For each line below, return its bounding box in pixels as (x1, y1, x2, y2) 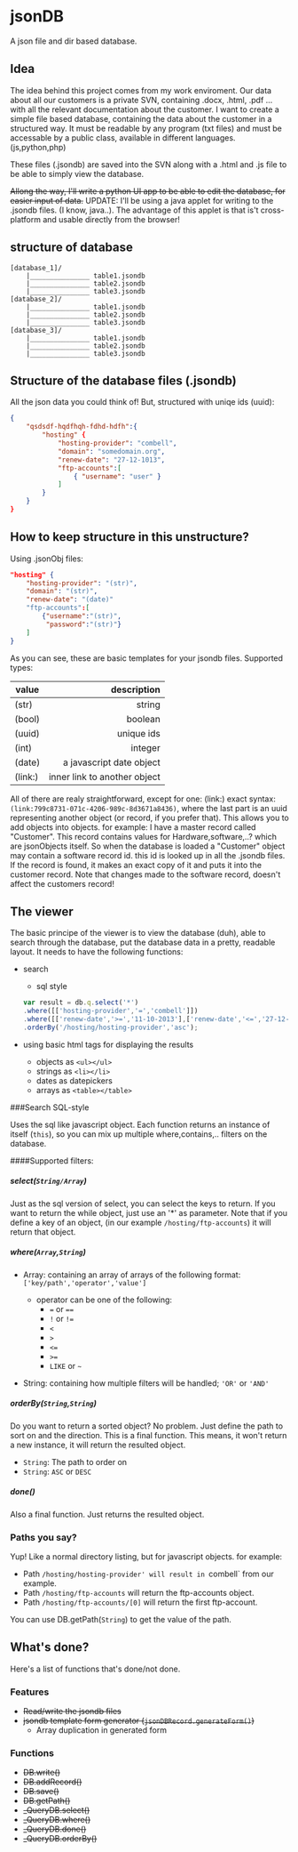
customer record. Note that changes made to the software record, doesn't (10, 869, 281, 880)
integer (130, 741, 161, 753)
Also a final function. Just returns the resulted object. (10, 1509, 205, 1519)
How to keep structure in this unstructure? (10, 529, 249, 544)
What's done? (10, 1639, 90, 1655)
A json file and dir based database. (10, 36, 137, 46)
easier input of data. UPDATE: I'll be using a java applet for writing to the (10, 195, 274, 205)
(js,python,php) (10, 141, 67, 152)
